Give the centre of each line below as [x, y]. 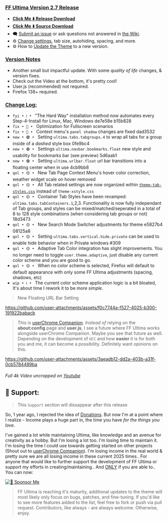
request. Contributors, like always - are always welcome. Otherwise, [88, 507]
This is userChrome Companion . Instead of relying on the [76, 322]
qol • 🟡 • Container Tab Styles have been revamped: [69, 196]
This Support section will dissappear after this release [72, 405]
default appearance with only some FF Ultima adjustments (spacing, [83, 272]
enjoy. [24, 513]
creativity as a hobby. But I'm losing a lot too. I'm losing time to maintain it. [82, 440]
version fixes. [26, 76]
